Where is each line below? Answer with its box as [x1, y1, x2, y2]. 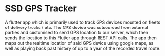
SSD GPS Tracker [5, 3, 77, 14]
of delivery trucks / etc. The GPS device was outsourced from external [5, 24, 149, 30]
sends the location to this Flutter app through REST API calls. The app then [5, 35, 157, 41]
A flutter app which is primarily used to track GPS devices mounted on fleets [5, 19, 161, 25]
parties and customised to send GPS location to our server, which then [5, 29, 149, 35]
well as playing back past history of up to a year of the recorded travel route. [5, 45, 161, 51]
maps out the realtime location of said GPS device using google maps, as [5, 40, 154, 46]
